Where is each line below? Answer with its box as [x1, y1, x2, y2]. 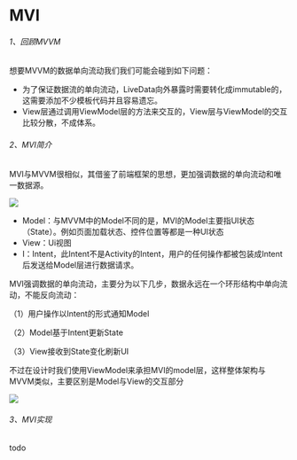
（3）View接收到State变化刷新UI [9, 346, 129, 356]
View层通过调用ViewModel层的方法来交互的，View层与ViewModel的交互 [21, 106, 288, 117]
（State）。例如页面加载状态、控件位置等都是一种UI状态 [21, 226, 224, 237]
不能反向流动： [24, 289, 80, 300]
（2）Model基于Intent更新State [9, 327, 124, 338]
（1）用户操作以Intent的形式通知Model [9, 308, 150, 319]
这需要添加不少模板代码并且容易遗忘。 [21, 95, 162, 106]
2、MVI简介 [9, 139, 52, 150]
